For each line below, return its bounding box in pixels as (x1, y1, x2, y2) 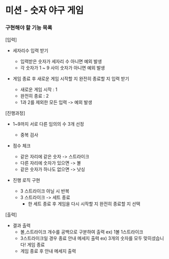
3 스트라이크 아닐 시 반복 (20, 188, 70, 194)
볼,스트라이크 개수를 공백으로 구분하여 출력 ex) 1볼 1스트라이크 (20, 229, 144, 235)
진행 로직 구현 (12, 177, 40, 183)
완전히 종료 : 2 (20, 93, 49, 99)
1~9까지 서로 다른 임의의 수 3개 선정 (12, 121, 84, 127)
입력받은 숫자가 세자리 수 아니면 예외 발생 (20, 58, 102, 64)
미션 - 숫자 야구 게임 (5, 5, 84, 16)
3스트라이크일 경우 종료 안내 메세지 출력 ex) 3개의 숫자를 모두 (20, 236, 143, 242)
